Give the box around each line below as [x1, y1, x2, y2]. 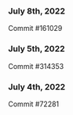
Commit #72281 [8, 99, 60, 109]
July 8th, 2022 [8, 6, 65, 17]
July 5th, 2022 [8, 44, 65, 55]
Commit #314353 [8, 61, 64, 71]
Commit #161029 [8, 24, 63, 33]
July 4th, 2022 [8, 81, 66, 92]
